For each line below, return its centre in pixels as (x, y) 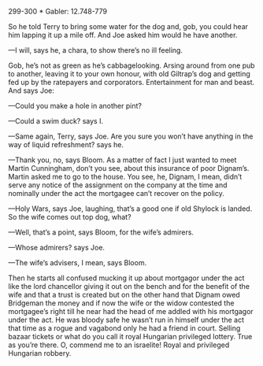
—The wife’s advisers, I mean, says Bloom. (78, 262)
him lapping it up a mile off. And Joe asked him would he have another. (123, 35)
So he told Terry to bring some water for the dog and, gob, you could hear (128, 26)
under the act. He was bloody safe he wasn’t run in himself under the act (126, 320)
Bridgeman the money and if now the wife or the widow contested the (121, 303)
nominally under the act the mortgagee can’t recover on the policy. (116, 193)
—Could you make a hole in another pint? (75, 106)
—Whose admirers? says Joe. (56, 248)
